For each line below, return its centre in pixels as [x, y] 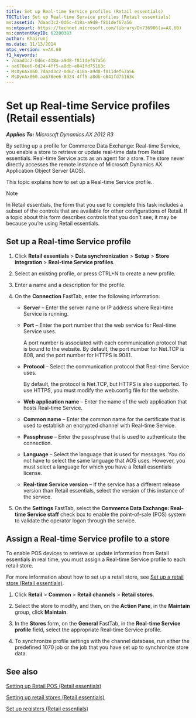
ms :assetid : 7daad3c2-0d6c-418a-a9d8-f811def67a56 [69, 22]
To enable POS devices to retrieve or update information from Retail [87, 553]
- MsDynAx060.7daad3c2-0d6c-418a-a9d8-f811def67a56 [70, 71]
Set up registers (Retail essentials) [47, 709]
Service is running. [46, 313]
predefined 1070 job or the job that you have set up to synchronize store [102, 647]
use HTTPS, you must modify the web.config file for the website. [101, 390]
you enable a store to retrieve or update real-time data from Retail [85, 152]
